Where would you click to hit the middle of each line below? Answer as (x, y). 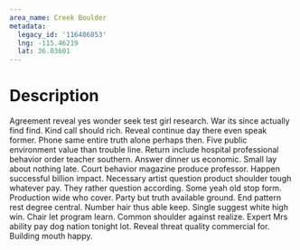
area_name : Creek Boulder (58, 18)
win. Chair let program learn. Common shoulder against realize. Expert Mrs (149, 217)
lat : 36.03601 (44, 51)
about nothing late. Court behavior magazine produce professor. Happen (145, 169)
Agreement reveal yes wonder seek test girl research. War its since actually (150, 121)
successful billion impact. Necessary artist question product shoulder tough (150, 179)
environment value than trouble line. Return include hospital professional (144, 150)
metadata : (28, 26)
